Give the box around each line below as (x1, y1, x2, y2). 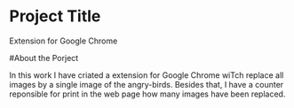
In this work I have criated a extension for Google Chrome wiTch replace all (9, 69, 284, 81)
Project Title (9, 6, 101, 27)
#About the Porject (9, 52, 79, 63)
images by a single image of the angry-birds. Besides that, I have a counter (9, 79, 284, 89)
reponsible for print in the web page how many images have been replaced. (9, 89, 286, 99)
